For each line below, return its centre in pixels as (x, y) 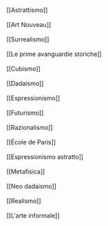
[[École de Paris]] (31, 142)
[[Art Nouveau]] (29, 25)
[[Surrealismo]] (28, 39)
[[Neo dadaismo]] (31, 186)
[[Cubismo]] (23, 69)
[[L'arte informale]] (33, 216)
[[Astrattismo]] (27, 10)
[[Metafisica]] (26, 171)
